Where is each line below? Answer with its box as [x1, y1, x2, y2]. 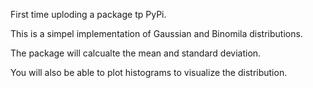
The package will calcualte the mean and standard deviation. [10, 47, 262, 59]
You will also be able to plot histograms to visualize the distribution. [10, 67, 288, 78]
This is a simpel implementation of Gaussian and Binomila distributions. [10, 28, 303, 39]
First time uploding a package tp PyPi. [10, 9, 167, 20]
